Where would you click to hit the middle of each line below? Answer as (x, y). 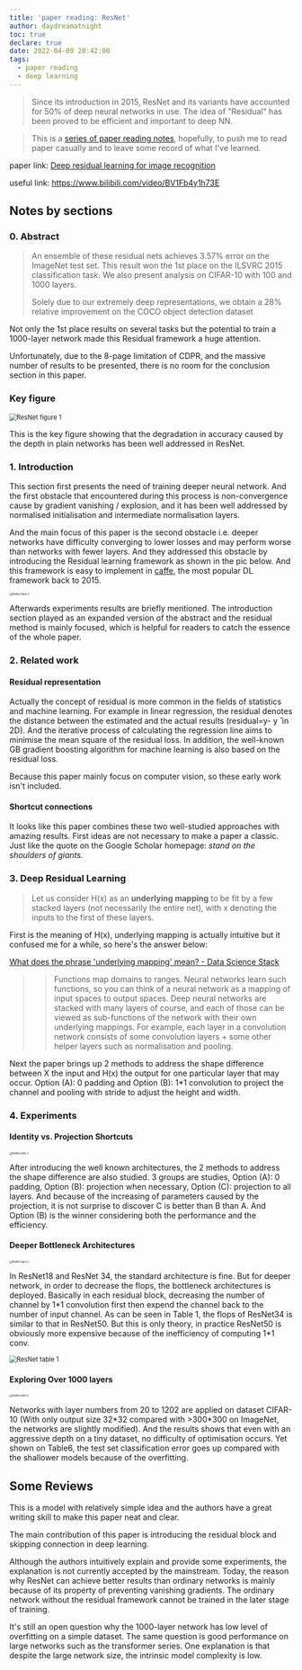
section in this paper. (48, 375)
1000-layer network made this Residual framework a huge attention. (135, 339)
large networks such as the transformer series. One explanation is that (139, 1646)
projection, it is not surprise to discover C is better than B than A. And (138, 1205)
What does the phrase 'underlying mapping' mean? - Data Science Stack (145, 961)
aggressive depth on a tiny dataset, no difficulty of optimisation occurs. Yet (148, 1439)
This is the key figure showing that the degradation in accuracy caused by (147, 433)
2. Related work (44, 660)
